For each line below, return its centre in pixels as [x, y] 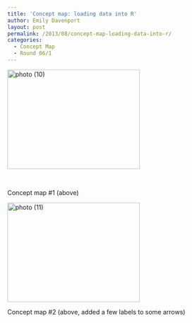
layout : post [26, 27]
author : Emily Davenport [44, 20]
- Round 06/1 [33, 54]
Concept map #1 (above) [43, 192]
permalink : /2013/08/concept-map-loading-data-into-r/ [90, 34]
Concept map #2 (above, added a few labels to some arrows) [96, 312]
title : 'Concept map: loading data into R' [72, 14]
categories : [25, 40]
